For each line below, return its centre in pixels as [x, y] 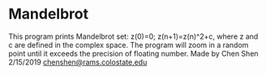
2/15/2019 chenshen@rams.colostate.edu [78, 62]
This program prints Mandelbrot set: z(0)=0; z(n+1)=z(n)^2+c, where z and [133, 36]
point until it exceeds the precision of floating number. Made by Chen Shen [133, 53]
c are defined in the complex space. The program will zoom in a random [129, 44]
